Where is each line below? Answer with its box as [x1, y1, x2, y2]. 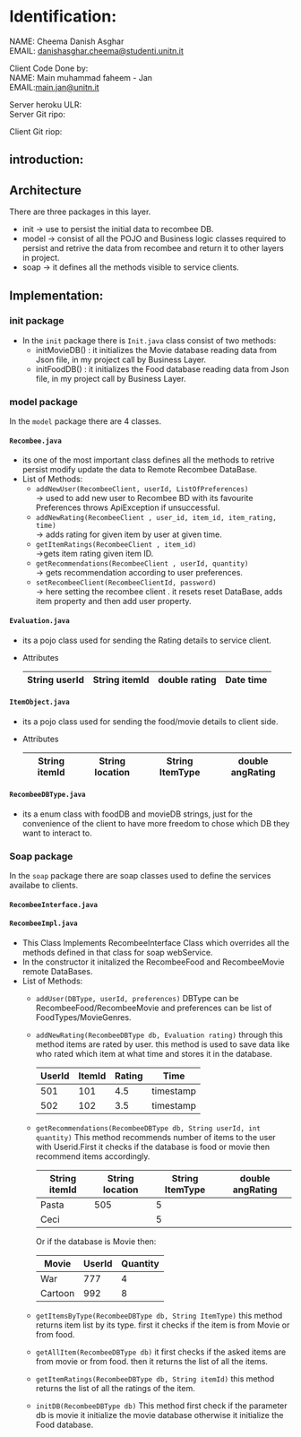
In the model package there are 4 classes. [9, 416, 162, 427]
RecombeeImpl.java [9, 919, 78, 929]
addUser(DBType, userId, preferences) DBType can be [35, 993, 239, 1004]
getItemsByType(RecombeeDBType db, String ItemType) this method [35, 1311, 283, 1321]
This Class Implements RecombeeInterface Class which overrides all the [21, 938, 289, 948]
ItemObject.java [9, 697, 70, 707]
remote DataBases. [21, 966, 93, 977]
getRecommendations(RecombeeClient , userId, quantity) [35, 559, 249, 568]
